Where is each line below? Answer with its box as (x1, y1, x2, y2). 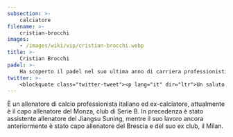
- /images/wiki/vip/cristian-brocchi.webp (19, 42, 144, 49)
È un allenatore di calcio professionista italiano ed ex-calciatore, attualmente (7, 100, 225, 108)
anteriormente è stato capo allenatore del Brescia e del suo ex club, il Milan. (7, 122, 224, 130)
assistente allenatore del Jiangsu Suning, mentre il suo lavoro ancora (7, 115, 204, 123)
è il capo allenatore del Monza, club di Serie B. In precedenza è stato (7, 107, 204, 116)
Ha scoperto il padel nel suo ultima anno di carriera (19, 68, 182, 75)
